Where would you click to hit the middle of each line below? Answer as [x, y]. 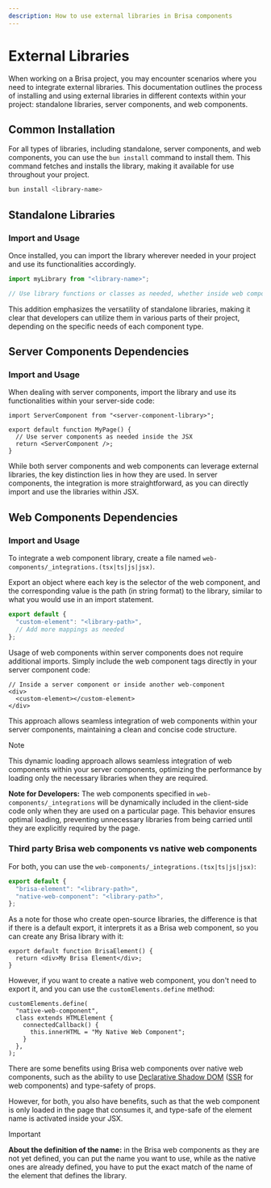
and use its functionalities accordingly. [72, 264]
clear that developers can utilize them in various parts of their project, [124, 317]
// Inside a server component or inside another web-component [117, 685]
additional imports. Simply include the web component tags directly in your [133, 661]
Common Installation [62, 129]
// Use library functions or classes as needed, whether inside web [126, 293]
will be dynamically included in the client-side [172, 802]
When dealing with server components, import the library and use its [122, 392]
